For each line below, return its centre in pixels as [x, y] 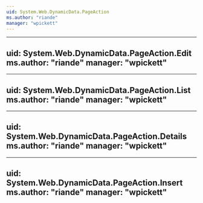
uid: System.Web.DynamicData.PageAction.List [98, 90]
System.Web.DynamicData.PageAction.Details [97, 137]
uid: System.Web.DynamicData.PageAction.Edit [99, 53]
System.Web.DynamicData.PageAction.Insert [95, 183]
